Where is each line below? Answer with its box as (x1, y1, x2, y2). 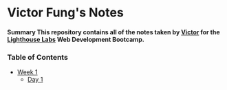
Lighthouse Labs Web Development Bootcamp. (7, 35, 144, 43)
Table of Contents (7, 52, 69, 62)
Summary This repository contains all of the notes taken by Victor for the (7, 27, 220, 36)
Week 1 (17, 68, 38, 76)
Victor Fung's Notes (7, 5, 124, 21)
